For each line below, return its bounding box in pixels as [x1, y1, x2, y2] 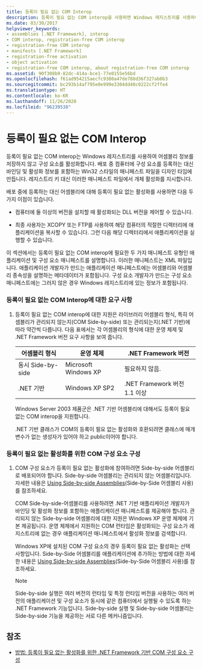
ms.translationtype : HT [6, 87, 66, 93]
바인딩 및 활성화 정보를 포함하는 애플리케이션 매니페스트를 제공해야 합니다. [14, 507, 189, 515]
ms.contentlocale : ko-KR [6, 93, 69, 99]
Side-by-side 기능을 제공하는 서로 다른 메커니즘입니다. [14, 612, 144, 620]
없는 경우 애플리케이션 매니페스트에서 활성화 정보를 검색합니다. [41, 530, 188, 537]
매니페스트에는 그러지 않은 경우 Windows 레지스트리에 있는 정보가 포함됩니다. [6, 279, 188, 287]
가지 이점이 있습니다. [6, 196, 55, 203]
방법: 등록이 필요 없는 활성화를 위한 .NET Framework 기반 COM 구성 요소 [14, 649, 188, 656]
